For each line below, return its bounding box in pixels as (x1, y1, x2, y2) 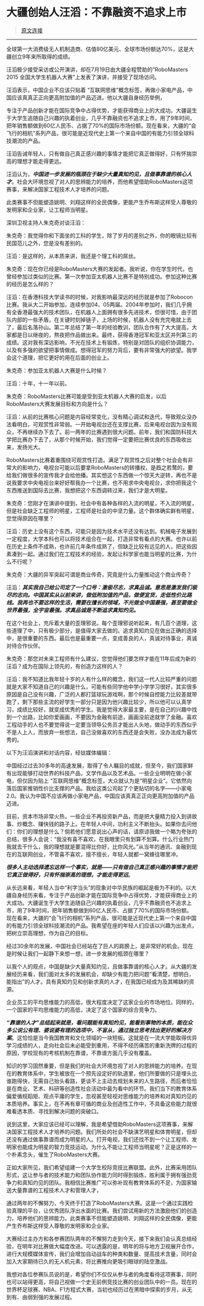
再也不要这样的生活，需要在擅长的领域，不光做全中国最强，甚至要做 (22, 599, 192, 606)
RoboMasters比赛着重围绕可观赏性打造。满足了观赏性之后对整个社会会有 (6, 456, 188, 463)
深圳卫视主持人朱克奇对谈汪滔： (6, 219, 86, 226)
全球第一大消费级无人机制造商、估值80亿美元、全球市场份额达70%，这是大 (6, 45, 194, 52)
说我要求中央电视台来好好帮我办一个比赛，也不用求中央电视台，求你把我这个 (6, 479, 197, 486)
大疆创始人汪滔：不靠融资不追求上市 (6, 5, 187, 19)
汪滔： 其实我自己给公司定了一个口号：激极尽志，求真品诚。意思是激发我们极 (6, 584, 197, 591)
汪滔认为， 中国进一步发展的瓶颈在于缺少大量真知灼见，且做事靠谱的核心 (6, 170, 186, 178)
